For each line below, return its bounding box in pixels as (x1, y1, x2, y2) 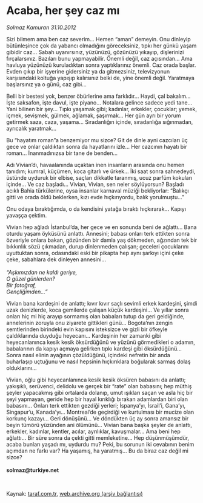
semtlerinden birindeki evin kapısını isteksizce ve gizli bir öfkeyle (6, 326, 168, 333)
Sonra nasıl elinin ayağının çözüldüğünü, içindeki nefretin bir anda (6, 351, 171, 358)
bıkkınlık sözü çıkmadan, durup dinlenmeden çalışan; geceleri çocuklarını (6, 242, 189, 250)
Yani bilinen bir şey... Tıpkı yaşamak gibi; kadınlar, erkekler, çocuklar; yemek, (6, 105, 197, 112)
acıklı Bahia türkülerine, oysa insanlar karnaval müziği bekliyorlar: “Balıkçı (6, 186, 189, 194)
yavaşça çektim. (6, 211, 47, 219)
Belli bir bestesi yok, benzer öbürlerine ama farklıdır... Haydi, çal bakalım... (6, 92, 191, 100)
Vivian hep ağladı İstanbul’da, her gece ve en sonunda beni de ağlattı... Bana (6, 223, 197, 231)
